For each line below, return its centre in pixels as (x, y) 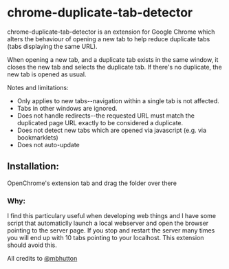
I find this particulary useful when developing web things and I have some (112, 216)
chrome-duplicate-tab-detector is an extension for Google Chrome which (111, 32)
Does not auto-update (48, 144)
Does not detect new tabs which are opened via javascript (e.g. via (112, 130)
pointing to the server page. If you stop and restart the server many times (111, 230)
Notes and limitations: (38, 87)
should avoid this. (32, 245)
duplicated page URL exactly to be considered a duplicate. (100, 122)
